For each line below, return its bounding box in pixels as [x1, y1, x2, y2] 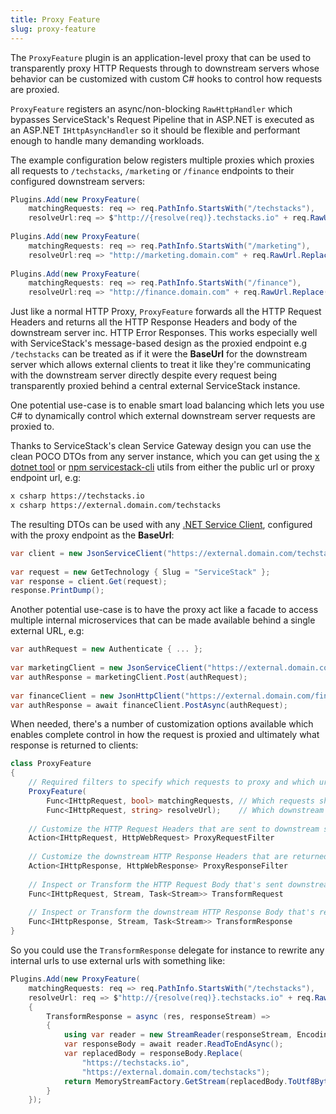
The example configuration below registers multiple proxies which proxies [10, 154, 315, 166]
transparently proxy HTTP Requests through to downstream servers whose [10, 62, 320, 74]
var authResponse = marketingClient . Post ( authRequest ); [10, 672, 248, 682]
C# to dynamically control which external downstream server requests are [10, 410, 316, 422]
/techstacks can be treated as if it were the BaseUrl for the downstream [10, 348, 308, 360]
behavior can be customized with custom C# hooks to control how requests [10, 72, 323, 85]
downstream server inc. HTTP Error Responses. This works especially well [10, 327, 318, 339]
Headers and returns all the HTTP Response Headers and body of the [10, 316, 298, 328]
